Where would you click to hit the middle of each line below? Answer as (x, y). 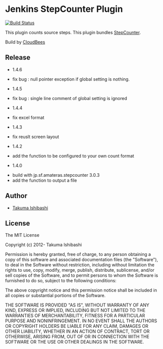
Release (18, 58)
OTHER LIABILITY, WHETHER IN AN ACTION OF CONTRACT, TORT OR (77, 331)
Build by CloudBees (25, 42)
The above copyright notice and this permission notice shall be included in (81, 290)
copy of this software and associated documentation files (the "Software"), (82, 260)
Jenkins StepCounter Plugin (64, 9)
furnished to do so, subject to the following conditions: (61, 281)
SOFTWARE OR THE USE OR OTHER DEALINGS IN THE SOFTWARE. (75, 342)
